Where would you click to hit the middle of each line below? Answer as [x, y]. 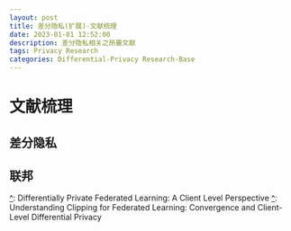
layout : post [34, 18]
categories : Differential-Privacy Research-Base [102, 59]
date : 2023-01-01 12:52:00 [60, 34]
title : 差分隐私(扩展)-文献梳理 [63, 26]
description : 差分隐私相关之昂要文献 [73, 43]
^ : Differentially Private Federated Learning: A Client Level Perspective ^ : [143, 198]
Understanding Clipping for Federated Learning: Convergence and [132, 208]
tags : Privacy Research [54, 51]
